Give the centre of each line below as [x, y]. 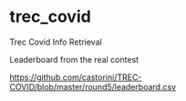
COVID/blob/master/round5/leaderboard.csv [93, 86]
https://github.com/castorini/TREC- [76, 77]
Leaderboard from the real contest [74, 59]
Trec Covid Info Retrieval [56, 42]
